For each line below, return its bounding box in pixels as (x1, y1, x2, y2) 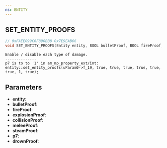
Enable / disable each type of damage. (5, 52, 88, 57)
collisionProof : (12, 117, 44, 123)
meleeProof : (12, 122, 39, 128)
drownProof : (12, 138, 39, 144)
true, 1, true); (5, 70, 39, 75)
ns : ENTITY (5, 7, 28, 12)
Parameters (5, 83, 42, 92)
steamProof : (12, 128, 39, 134)
